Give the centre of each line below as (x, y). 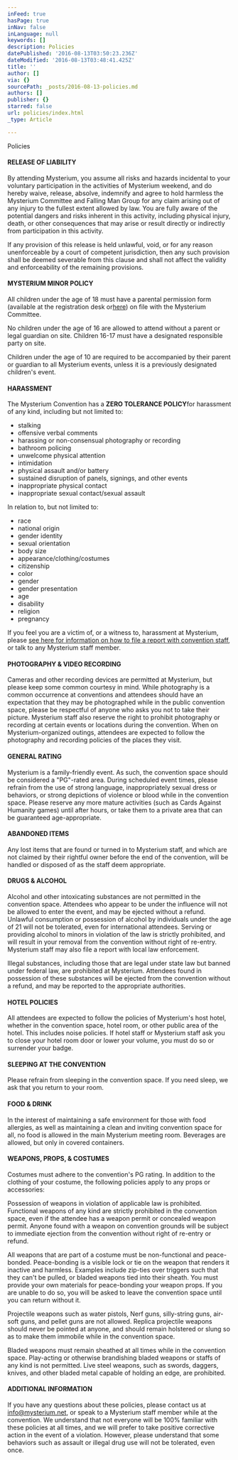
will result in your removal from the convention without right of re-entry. (112, 942)
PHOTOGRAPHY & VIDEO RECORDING (64, 664)
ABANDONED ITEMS (38, 834)
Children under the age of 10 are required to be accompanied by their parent (119, 357)
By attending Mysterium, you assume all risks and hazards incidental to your (119, 178)
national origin (39, 528)
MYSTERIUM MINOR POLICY (50, 283)
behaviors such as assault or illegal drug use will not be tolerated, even (111, 1443)
